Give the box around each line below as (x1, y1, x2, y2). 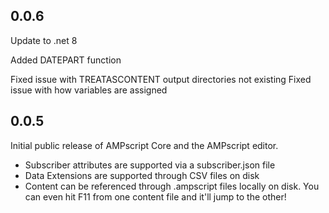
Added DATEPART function (10, 54, 122, 66)
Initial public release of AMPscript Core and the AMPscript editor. (10, 139, 279, 151)
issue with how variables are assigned (10, 84, 168, 96)
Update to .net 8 (10, 34, 78, 46)
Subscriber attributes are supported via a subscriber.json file (24, 159, 276, 171)
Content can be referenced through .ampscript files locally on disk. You (24, 180, 320, 192)
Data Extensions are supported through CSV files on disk (24, 169, 260, 181)
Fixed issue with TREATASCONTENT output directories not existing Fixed (10, 73, 312, 85)
